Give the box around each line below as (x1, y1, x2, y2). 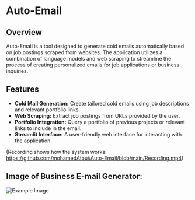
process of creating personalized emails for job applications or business (6, 61, 180, 68)
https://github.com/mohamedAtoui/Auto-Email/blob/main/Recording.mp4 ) (6, 155, 184, 162)
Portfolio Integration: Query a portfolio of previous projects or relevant (14, 118, 186, 125)
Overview (6, 27, 43, 37)
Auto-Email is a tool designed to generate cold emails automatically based (6, 43, 184, 50)
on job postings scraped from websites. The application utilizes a (6, 49, 163, 56)
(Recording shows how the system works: (6, 148, 107, 155)
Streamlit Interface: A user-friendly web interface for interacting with (14, 131, 182, 138)
